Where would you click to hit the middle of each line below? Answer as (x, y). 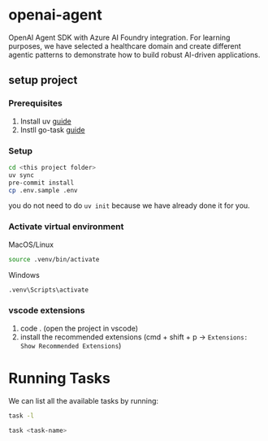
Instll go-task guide (52, 130)
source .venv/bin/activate (54, 259)
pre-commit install (41, 183)
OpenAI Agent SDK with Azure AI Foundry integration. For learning (119, 37)
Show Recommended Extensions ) (71, 345)
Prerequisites (35, 103)
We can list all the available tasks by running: (84, 400)
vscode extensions (47, 310)
